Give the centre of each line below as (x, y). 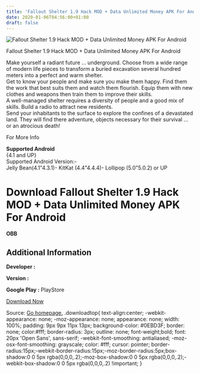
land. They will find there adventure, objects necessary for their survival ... (97, 120)
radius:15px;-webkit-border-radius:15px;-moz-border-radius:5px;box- (92, 351)
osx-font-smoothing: (32, 344)
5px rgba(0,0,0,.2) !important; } (104, 363)
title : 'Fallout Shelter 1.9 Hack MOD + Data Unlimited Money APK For (96, 12)
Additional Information (49, 253)
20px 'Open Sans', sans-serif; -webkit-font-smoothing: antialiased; (88, 338)
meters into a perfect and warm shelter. (54, 76)
